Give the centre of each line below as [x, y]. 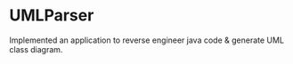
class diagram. [36, 49]
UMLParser [52, 16]
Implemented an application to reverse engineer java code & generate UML [147, 40]
